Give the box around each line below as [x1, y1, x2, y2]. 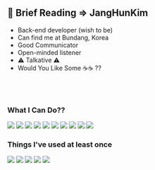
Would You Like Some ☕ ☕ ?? [17, 63, 102, 72]
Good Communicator [17, 40, 79, 49]
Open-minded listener [17, 48, 82, 56]
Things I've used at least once [7, 140, 113, 150]
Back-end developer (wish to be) [17, 25, 113, 34]
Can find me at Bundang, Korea [17, 33, 109, 42]
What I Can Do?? [7, 105, 66, 115]
